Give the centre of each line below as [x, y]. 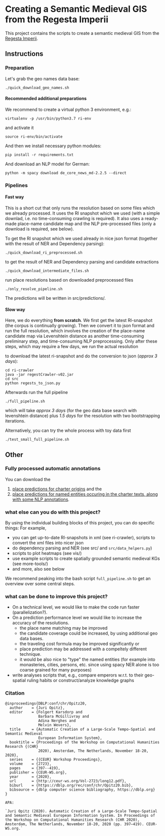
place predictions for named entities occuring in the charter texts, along [85, 494]
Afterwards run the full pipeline [36, 392]
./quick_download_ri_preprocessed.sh [44, 253]
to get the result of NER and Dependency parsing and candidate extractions [82, 261]
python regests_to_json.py [33, 383]
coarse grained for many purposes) [56, 670]
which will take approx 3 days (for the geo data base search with [71, 411]
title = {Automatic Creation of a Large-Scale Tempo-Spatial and [82, 729]
